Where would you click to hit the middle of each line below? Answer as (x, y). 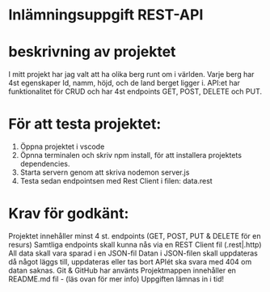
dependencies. (45, 164)
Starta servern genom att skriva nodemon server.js (105, 172)
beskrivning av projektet (92, 52)
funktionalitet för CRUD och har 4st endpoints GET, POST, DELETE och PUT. (135, 91)
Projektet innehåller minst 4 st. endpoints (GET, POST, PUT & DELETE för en (135, 236)
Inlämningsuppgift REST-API (106, 15)
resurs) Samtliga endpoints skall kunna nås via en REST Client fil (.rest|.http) (135, 245)
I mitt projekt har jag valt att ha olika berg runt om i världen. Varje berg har (131, 74)
